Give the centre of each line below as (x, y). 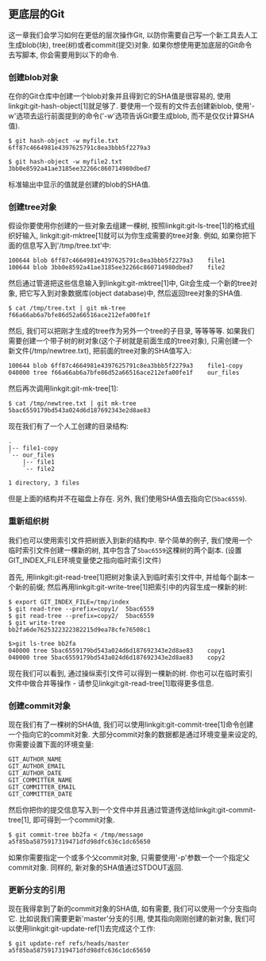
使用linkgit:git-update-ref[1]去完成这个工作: (85, 928)
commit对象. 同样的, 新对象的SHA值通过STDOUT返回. (96, 867)
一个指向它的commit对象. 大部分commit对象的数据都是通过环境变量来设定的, (133, 734)
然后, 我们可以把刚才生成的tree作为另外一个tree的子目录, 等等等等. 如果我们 (131, 331)
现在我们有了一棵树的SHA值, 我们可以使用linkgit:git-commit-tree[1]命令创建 (131, 724)
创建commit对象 (40, 705)
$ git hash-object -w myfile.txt (64, 141)
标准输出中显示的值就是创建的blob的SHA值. (79, 184)
